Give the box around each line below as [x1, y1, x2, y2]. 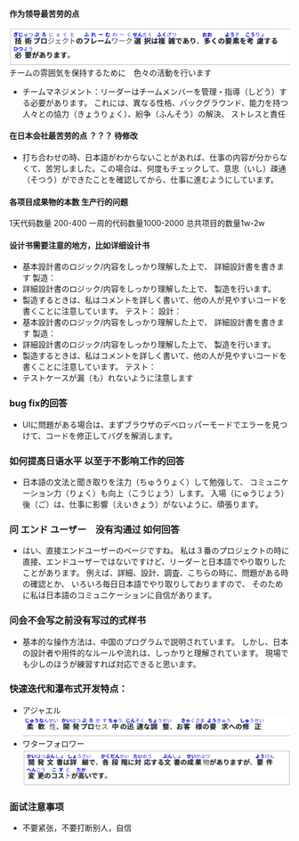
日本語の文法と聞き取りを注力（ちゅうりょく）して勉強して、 [21, 477, 248, 487]
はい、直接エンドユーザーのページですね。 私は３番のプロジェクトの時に [21, 545, 290, 556]
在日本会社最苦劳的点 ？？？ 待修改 [9, 130, 138, 142]
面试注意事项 [9, 800, 65, 812]
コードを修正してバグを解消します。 [45, 430, 178, 441]
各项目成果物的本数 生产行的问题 [9, 196, 129, 207]
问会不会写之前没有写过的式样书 [9, 615, 147, 627]
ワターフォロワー [21, 738, 85, 748]
